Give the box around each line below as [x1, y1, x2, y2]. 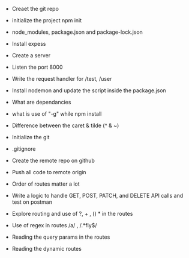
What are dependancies [11, 99, 71, 105]
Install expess [11, 40, 46, 47]
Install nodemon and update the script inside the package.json [11, 87, 166, 94]
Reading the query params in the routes [11, 233, 110, 241]
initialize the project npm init [11, 17, 82, 24]
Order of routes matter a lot [11, 180, 80, 187]
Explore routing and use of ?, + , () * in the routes [11, 210, 133, 217]
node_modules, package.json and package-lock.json [11, 28, 143, 36]
